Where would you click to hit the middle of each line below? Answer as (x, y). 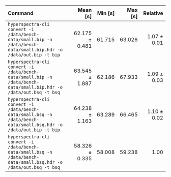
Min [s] (106, 13)
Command (21, 13)
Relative (153, 13)
